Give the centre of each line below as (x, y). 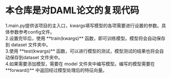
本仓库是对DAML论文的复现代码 (72, 10)
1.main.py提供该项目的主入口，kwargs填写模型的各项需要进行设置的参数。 (83, 25)
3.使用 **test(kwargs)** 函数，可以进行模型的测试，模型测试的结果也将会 (82, 51)
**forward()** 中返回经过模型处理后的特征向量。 (56, 70)
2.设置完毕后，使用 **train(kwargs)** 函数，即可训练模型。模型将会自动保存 (85, 38)
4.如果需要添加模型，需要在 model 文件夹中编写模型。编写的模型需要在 (80, 64)
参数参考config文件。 (32, 32)
